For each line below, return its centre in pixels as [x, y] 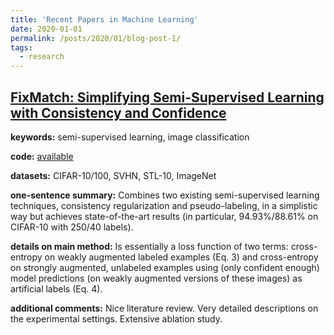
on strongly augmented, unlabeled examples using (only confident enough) [165, 267]
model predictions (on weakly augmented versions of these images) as [156, 278]
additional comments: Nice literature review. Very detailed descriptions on [164, 308]
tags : [21, 47]
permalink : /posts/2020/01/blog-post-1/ [96, 38]
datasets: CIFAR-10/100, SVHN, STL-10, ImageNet [113, 175]
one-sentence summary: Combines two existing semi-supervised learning [165, 195]
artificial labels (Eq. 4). [56, 288]
